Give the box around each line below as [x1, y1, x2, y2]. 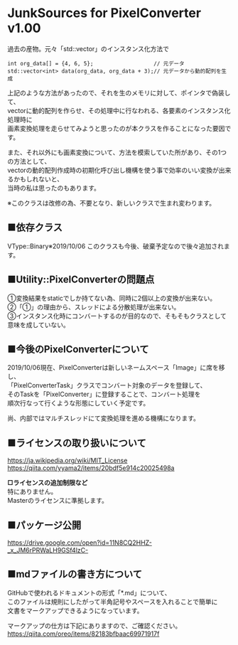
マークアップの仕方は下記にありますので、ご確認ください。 [7, 621, 182, 630]
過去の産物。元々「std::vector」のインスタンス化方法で [7, 44, 169, 53]
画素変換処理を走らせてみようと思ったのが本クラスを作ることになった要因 [7, 124, 225, 132]
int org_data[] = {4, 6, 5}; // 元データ [7, 60, 185, 67]
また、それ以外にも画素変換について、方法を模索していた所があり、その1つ [7, 148, 227, 156]
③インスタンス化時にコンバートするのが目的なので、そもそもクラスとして [7, 311, 227, 320]
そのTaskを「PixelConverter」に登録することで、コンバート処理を [7, 390, 201, 399]
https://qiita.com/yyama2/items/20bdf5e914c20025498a [7, 464, 175, 472]
